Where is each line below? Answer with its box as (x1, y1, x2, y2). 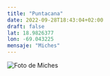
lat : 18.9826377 (7, 29, 54, 37)
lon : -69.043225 (7, 36, 54, 43)
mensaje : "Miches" (7, 42, 60, 49)
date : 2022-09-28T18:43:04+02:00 (7, 17, 104, 23)
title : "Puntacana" (7, 10, 64, 17)
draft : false (7, 23, 45, 30)
